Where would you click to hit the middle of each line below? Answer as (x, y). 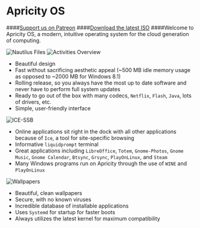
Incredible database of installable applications (72, 206)
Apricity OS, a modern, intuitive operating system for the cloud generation (98, 34)
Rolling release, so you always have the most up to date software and (101, 83)
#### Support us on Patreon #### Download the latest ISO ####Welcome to (100, 28)
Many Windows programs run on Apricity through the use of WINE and (101, 163)
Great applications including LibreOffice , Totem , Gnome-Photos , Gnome (99, 151)
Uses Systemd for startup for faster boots (65, 212)
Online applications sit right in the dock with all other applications (95, 131)
